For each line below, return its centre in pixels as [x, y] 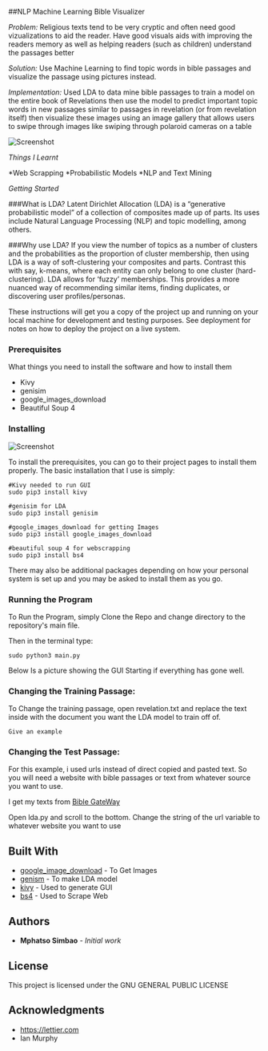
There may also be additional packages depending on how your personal [129, 570]
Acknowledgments [57, 1011]
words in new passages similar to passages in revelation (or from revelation [133, 109]
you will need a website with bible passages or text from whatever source [130, 778]
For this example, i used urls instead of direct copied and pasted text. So [128, 770]
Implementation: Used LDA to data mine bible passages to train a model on [132, 92]
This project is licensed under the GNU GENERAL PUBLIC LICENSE [118, 984]
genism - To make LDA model [68, 879]
